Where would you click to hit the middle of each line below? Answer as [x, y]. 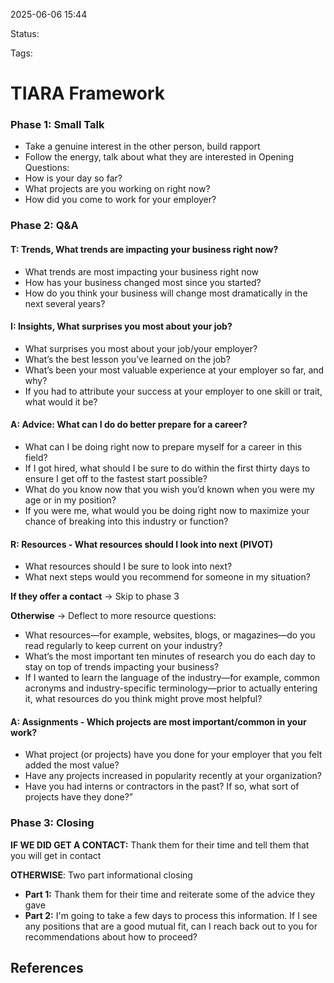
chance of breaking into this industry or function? [126, 521]
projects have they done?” [79, 797]
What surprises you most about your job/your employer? [141, 348]
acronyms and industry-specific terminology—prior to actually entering [171, 688]
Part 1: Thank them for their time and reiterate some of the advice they [170, 894]
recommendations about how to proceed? [111, 936]
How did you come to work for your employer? [120, 200]
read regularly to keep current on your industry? [123, 646]
